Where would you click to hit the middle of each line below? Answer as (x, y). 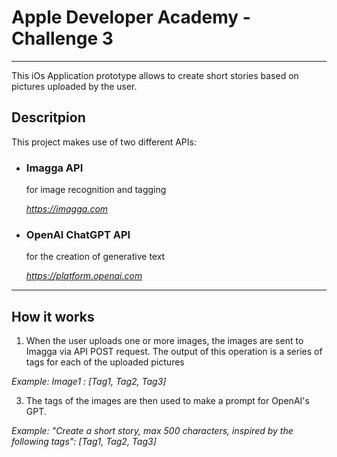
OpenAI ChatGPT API (78, 234)
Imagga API (54, 168)
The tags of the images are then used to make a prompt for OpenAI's (167, 401)
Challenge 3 (62, 38)
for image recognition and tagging (96, 190)
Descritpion (48, 117)
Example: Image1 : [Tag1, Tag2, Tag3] (89, 382)
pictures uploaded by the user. (74, 86)
